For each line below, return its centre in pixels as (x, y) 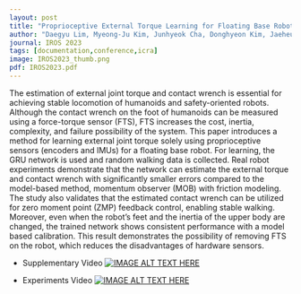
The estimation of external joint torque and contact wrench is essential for (146, 93)
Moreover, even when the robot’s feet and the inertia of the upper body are (147, 217)
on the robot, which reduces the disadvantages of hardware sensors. (137, 245)
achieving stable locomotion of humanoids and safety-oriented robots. (139, 102)
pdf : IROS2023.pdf (43, 68)
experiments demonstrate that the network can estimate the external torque (149, 169)
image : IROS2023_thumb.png (60, 59)
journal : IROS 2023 (46, 43)
